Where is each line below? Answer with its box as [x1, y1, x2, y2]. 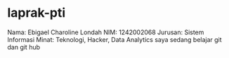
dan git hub [7, 43, 41, 51]
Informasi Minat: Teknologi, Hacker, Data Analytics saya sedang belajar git [7, 35, 223, 43]
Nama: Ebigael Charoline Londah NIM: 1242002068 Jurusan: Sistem [7, 28, 204, 36]
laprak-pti [7, 5, 65, 21]
